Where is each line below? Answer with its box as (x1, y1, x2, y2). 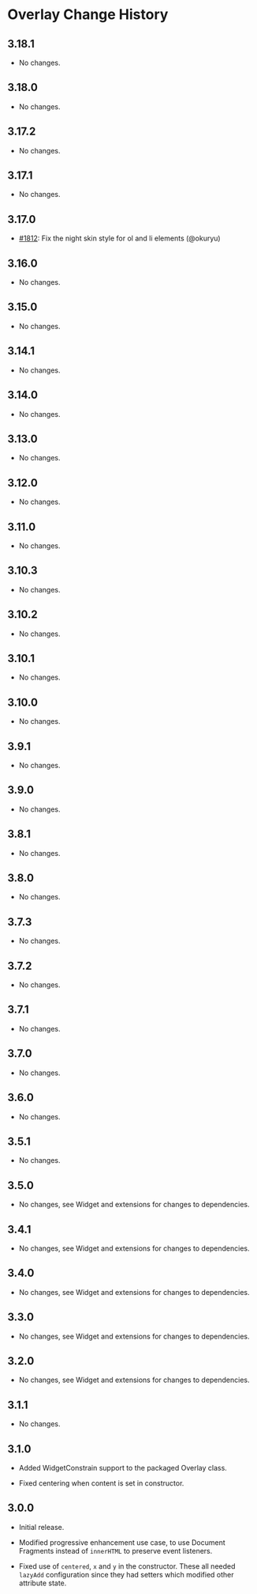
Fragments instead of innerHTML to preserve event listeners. (18, 1546, 213, 1555)
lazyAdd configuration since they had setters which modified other (18, 1569, 234, 1579)
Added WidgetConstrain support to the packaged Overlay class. (18, 1463, 228, 1472)
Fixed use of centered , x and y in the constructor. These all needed (18, 1561, 236, 1571)
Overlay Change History (7, 6, 169, 24)
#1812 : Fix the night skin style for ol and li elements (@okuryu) (18, 233, 222, 243)
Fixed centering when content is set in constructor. (18, 1479, 184, 1488)
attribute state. (18, 1578, 67, 1588)
